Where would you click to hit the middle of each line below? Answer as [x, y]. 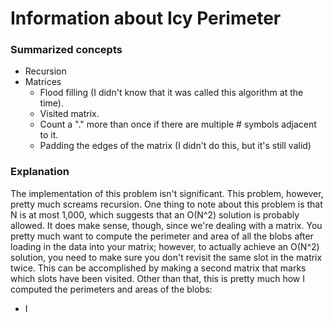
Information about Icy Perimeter [146, 18]
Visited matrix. [69, 114]
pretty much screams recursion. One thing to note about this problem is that [166, 204]
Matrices [43, 82]
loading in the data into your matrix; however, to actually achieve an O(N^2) [165, 246]
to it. [49, 135]
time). [51, 103]
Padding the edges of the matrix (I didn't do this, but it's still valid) [175, 146]
